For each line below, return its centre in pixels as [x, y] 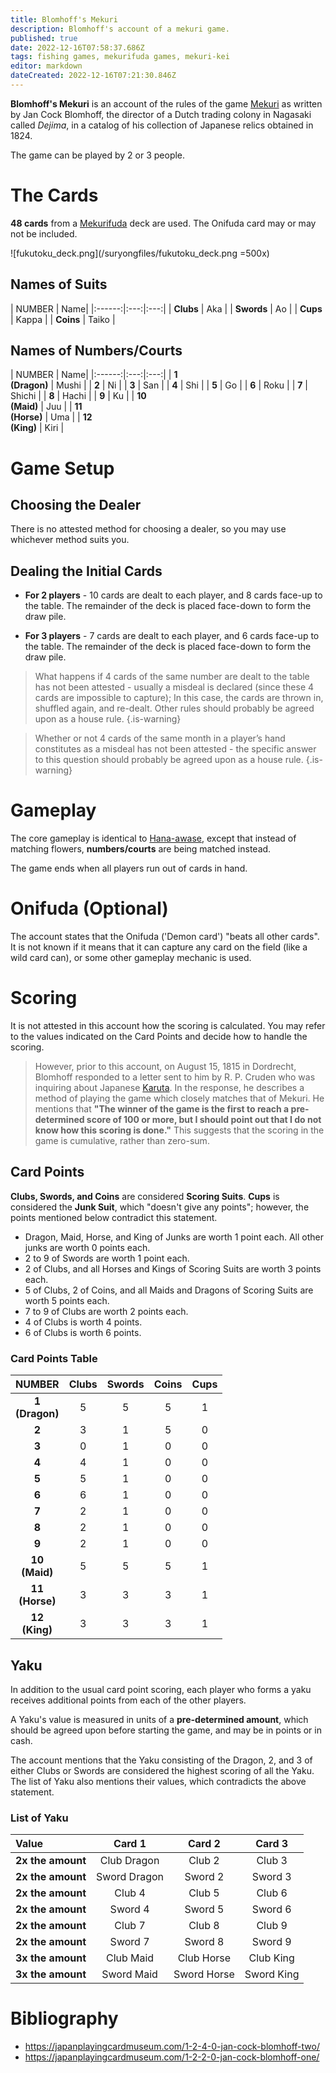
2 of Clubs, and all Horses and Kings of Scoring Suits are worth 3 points [173, 1268]
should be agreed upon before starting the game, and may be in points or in [166, 1730]
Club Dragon [129, 1861]
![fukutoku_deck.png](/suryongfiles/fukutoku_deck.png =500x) [140, 253]
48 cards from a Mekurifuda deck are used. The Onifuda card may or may [163, 223]
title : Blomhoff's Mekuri [64, 19]
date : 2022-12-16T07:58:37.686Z [77, 47]
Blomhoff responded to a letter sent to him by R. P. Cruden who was [175, 1077]
